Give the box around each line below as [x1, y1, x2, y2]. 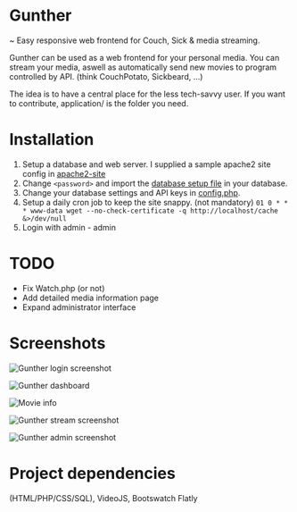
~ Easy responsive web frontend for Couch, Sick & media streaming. [9, 35, 260, 46]
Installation [9, 130, 95, 150]
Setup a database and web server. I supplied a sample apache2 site [21, 158, 271, 170]
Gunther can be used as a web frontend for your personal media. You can [9, 52, 280, 63]
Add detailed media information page [21, 292, 159, 303]
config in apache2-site [21, 168, 106, 179]
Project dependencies [9, 463, 176, 483]
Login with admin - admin [21, 222, 116, 232]
